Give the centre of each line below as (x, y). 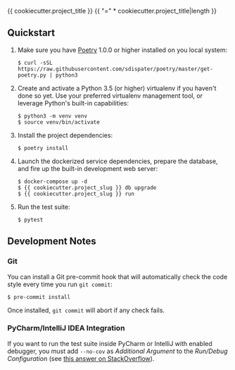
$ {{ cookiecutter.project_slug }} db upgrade (87, 187)
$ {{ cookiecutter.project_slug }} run (76, 193)
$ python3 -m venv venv (52, 116)
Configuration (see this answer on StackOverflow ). (81, 358)
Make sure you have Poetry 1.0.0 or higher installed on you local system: (122, 50)
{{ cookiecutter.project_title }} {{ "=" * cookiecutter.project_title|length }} (112, 11)
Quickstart (31, 33)
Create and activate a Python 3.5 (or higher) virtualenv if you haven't (117, 88)
